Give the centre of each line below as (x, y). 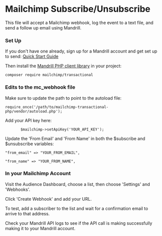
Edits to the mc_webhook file (40, 87)
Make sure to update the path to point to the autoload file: (63, 98)
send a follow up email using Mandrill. (43, 27)
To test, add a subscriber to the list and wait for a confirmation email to (77, 208)
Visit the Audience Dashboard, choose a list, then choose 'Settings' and (78, 184)
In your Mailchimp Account (38, 174)
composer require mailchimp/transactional (49, 75)
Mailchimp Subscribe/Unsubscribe (78, 9)
